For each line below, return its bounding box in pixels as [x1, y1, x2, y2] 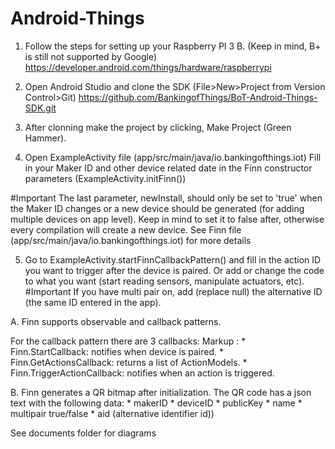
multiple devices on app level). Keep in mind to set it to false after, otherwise [10, 213, 325, 225]
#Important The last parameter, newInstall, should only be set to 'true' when [10, 192, 323, 204]
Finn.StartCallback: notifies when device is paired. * [10, 345, 224, 357]
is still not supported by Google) [24, 50, 158, 62]
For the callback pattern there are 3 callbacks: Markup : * [10, 335, 247, 347]
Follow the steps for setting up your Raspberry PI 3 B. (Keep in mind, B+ [24, 40, 322, 52]
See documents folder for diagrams [10, 427, 157, 439]
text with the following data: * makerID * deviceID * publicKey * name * [10, 397, 303, 409]
